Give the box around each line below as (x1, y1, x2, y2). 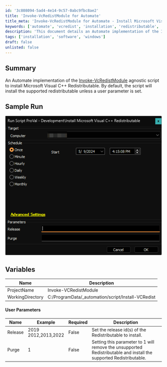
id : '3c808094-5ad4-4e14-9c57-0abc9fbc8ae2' (5, 8, 99, 13)
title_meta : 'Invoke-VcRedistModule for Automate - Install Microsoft (5, 18, 155, 23)
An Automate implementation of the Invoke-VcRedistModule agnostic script (5, 77, 160, 83)
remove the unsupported (91, 344, 143, 350)
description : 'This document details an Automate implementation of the (5, 29, 159, 34)
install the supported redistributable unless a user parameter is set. (5, 88, 143, 94)
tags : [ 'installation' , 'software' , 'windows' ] (5, 34, 106, 39)
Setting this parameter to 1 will (91, 339, 155, 345)
